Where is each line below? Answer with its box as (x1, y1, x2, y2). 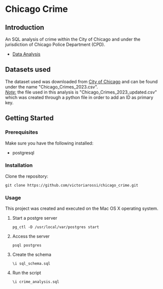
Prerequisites (5, 129, 38, 136)
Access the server (12, 234, 50, 240)
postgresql (12, 149, 35, 155)
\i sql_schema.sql (12, 261, 51, 266)
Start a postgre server (12, 215, 57, 221)
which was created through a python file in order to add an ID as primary (5, 94, 154, 100)
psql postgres (12, 243, 42, 248)
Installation (5, 162, 33, 169)
